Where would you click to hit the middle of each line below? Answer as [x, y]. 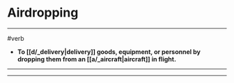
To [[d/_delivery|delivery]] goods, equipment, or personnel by [109, 52]
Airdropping [43, 13]
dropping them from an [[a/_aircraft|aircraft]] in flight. [96, 59]
